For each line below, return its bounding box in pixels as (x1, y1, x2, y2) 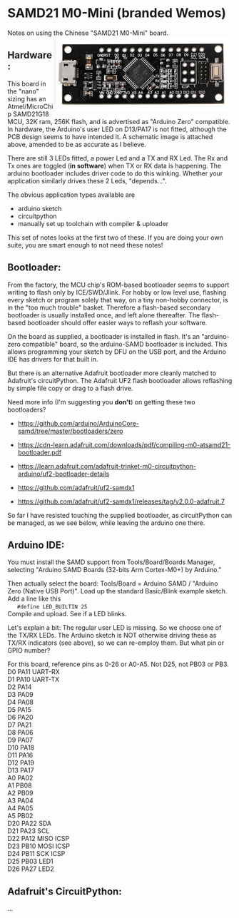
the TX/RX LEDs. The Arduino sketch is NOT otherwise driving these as (7, 631, 217, 640)
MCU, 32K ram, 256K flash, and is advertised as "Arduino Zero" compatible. (7, 117, 230, 126)
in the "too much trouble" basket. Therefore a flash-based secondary (7, 303, 211, 312)
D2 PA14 (7, 683, 32, 691)
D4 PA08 (7, 698, 34, 707)
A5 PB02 (7, 812, 34, 820)
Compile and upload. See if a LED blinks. (7, 610, 127, 618)
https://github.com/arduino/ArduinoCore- (17, 419, 140, 427)
